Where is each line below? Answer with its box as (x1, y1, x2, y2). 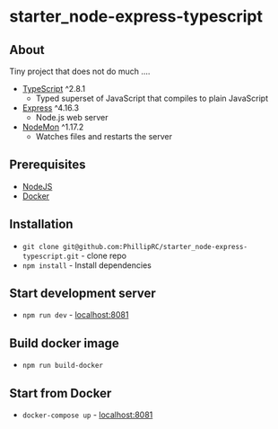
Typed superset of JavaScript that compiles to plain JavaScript (35, 93, 269, 103)
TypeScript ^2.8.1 (22, 84, 86, 94)
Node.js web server (35, 112, 109, 122)
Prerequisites (9, 157, 86, 173)
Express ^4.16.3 (22, 103, 79, 113)
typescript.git (22, 252, 80, 261)
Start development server (9, 286, 157, 301)
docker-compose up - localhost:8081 (22, 409, 153, 420)
